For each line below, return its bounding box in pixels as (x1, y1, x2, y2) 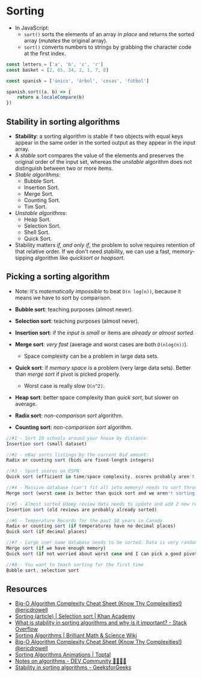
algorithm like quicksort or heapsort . (34, 254, 125, 261)
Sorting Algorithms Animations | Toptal (14, 651, 111, 658)
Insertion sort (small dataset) (6, 441, 87, 447)
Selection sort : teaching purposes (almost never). (14, 317, 139, 325)
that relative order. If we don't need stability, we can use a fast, (14, 248, 171, 255)
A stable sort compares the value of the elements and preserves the (14, 152, 184, 159)
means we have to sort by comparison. (14, 294, 112, 301)
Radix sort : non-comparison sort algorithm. (14, 411, 123, 419)
